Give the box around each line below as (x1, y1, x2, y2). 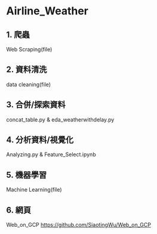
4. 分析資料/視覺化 (6, 135, 73, 145)
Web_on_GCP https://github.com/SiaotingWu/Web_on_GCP (6, 221, 151, 229)
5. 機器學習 (6, 169, 47, 180)
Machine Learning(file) (6, 186, 62, 193)
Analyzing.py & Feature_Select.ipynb (6, 151, 97, 158)
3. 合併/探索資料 (6, 100, 66, 110)
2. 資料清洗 (6, 65, 47, 75)
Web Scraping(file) (6, 46, 53, 53)
